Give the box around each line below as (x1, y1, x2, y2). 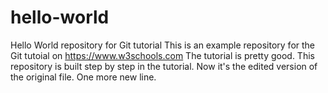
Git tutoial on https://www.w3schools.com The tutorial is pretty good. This (10, 49, 315, 61)
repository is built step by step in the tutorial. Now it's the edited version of (10, 60, 318, 72)
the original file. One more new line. (10, 71, 157, 83)
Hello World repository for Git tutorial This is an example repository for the (10, 39, 316, 51)
